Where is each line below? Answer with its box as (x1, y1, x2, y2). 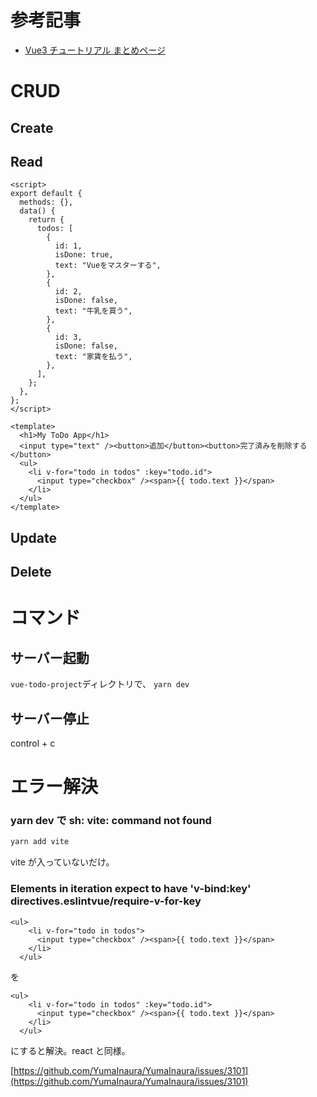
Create (10, 119, 54, 136)
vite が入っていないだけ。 (10, 856, 115, 868)
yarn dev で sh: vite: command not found (10, 814, 212, 828)
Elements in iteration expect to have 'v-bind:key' (10, 882, 252, 896)
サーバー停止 (10, 710, 90, 727)
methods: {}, (19, 197, 74, 208)
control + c (10, 737, 56, 749)
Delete (10, 564, 52, 581)
